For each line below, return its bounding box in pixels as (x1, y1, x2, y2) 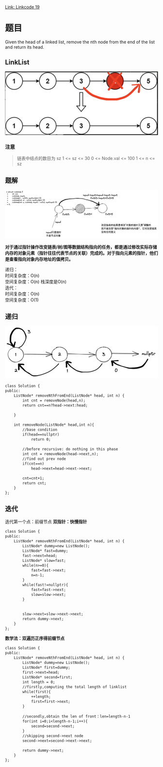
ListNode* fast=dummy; (22, 548, 68, 553)
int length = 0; (22, 680, 55, 684)
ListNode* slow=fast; (22, 558, 66, 563)
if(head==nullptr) (22, 432, 60, 437)
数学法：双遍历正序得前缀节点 (5, 635, 65, 641)
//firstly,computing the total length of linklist (22, 684, 127, 689)
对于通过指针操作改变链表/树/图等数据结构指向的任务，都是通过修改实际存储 (5, 244, 157, 250)
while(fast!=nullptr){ (22, 582, 68, 587)
